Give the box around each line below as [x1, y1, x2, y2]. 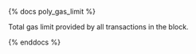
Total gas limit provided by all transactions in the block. [8, 22, 189, 31]
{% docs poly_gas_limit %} [8, 7, 96, 16]
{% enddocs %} [8, 37, 61, 47]
